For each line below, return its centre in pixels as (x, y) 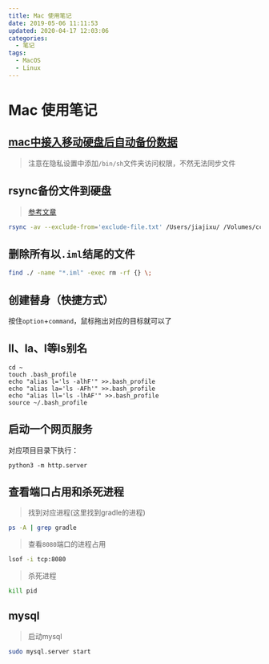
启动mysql (45, 636)
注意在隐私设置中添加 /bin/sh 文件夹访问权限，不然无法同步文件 (132, 163)
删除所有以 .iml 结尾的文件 (72, 254)
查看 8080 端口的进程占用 (67, 544)
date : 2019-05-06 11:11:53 (53, 23)
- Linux (28, 68)
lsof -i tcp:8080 (37, 560)
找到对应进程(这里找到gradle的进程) (86, 513)
